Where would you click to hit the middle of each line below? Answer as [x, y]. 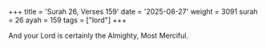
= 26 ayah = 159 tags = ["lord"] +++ [67, 20]
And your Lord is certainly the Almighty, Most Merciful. [99, 36]
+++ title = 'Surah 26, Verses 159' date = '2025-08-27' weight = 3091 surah [133, 12]
